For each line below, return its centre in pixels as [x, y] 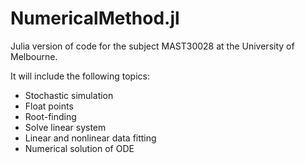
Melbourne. [34, 56]
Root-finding [50, 116]
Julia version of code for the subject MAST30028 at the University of [152, 46]
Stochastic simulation [69, 95]
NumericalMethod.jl [95, 18]
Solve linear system [65, 127]
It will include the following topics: [80, 76]
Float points [49, 106]
